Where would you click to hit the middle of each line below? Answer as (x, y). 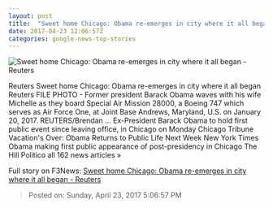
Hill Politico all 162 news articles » (65, 155)
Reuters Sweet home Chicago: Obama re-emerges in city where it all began (135, 86)
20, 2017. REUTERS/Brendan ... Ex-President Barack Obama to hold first (128, 121)
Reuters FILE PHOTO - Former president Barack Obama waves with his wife (135, 95)
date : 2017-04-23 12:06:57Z (56, 31)
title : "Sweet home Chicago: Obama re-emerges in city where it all (129, 24)
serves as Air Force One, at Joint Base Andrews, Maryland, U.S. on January (135, 112)
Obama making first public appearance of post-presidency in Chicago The (133, 146)
